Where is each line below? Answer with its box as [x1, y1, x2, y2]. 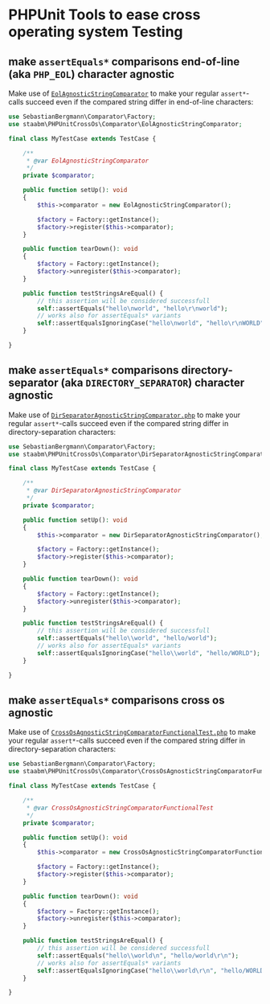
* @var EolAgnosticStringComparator [26, 157, 149, 165]
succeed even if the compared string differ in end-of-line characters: [25, 97, 254, 106]
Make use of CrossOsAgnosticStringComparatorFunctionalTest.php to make [8, 727, 256, 737]
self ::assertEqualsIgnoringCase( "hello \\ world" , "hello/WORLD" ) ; [37, 649, 261, 657]
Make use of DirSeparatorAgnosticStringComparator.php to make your [8, 410, 241, 420]
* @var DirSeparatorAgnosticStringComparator [26, 486, 182, 495]
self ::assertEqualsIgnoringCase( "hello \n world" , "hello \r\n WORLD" [37, 319, 264, 327]
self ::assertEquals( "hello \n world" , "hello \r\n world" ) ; [37, 304, 228, 313]
